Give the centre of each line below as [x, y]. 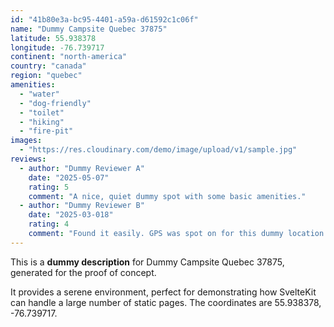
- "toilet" [42, 112]
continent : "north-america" [69, 57]
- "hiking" [42, 122]
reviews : [28, 159]
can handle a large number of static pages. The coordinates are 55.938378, [166, 302]
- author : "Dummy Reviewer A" [82, 168]
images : [26, 141]
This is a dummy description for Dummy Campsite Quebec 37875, [147, 262]
